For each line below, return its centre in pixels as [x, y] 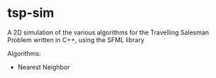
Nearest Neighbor [44, 67]
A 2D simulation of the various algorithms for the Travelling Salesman [108, 32]
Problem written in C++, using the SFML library [76, 39]
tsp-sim [31, 13]
